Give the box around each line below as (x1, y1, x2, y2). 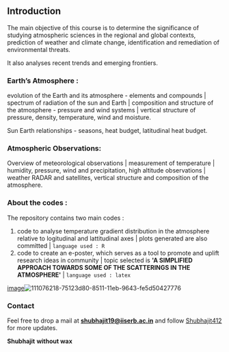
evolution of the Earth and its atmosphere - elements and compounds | (7, 92, 206, 100)
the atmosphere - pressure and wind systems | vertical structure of (7, 106, 196, 114)
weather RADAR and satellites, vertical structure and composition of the (7, 174, 209, 182)
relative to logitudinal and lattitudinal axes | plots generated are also (16, 234, 208, 242)
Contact (7, 301, 35, 310)
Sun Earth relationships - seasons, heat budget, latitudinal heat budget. (7, 127, 208, 135)
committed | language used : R (16, 241, 105, 249)
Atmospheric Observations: (7, 144, 101, 153)
